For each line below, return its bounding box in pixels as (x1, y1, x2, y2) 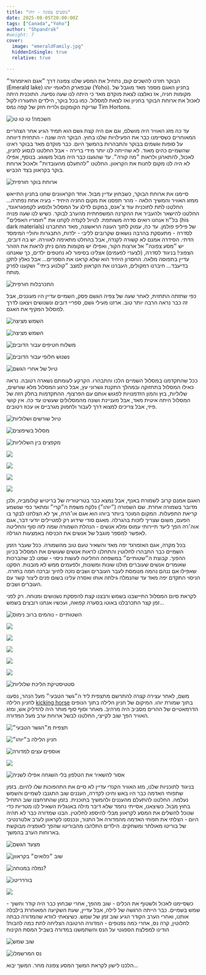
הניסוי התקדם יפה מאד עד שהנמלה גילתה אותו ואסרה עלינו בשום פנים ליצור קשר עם (6, 574, 200, 581)
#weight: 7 (6, 32, 34, 38)
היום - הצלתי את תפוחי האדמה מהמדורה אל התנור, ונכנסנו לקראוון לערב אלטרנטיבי (6, 815, 199, 823)
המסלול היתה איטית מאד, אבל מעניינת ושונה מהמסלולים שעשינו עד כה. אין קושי (6, 396, 191, 403)
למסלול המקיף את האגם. (6, 305, 65, 312)
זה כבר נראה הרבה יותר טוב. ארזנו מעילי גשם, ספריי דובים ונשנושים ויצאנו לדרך (6, 299, 188, 306)
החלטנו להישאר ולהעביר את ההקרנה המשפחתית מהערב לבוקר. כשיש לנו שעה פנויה (6, 210, 200, 217)
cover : (6, 37, 23, 44)
